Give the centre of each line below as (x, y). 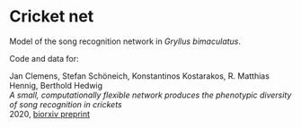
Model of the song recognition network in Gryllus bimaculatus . (125, 41)
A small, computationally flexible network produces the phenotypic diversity (150, 95)
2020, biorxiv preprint (50, 114)
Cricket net (52, 17)
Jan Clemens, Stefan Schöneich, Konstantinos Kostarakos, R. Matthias (139, 76)
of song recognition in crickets (66, 104)
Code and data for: (44, 58)
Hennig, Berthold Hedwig (56, 85)
